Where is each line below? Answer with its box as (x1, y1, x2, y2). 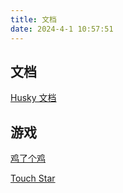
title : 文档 (10, 14, 57, 25)
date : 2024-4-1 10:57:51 (10, 24, 114, 34)
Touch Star (10, 172, 56, 185)
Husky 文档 (10, 92, 57, 104)
